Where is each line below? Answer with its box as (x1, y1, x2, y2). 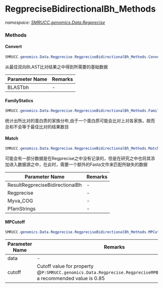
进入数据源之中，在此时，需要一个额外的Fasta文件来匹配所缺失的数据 (9, 162, 148, 167)
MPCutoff (5, 219, 25, 225)
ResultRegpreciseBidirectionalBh (7, 181, 82, 188)
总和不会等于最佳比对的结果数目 (5, 124, 69, 130)
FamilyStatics (5, 97, 33, 103)
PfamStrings (7, 205, 36, 212)
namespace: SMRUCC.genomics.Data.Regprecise (5, 19, 105, 25)
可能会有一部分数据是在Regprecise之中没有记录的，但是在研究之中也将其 (5, 156, 151, 162)
